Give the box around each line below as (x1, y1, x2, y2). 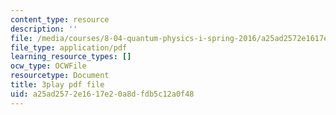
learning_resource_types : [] (10, 52, 132, 62)
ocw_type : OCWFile (10, 61, 87, 71)
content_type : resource (10, 14, 110, 25)
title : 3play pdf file (10, 80, 105, 90)
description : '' (10, 24, 78, 34)
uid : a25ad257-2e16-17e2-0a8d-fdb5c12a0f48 (10, 89, 195, 99)
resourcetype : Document (10, 71, 110, 81)
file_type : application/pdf (10, 42, 128, 53)
